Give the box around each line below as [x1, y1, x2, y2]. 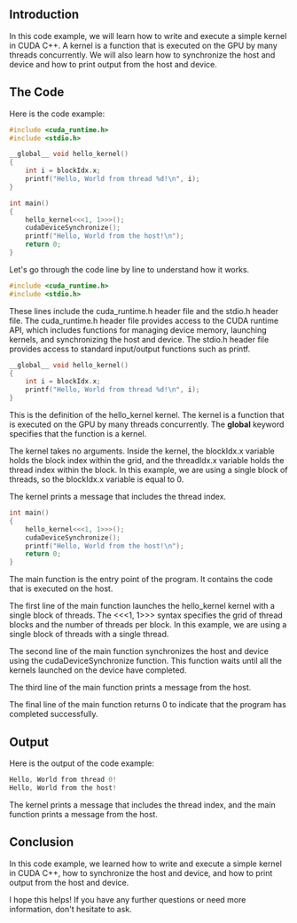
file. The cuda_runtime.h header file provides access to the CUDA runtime [9, 315, 279, 326]
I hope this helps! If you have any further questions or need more [9, 894, 246, 904]
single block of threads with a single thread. [9, 629, 169, 640]
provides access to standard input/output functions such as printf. [9, 343, 251, 354]
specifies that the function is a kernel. [9, 429, 147, 438]
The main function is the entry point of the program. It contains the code [9, 574, 273, 585]
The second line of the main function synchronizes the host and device [9, 646, 269, 657]
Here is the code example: [9, 108, 106, 119]
